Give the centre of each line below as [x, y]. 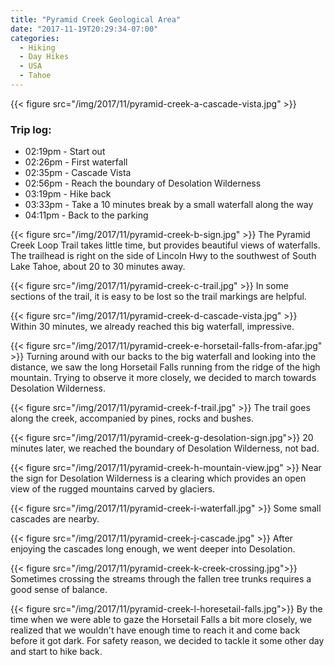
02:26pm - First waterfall [76, 162]
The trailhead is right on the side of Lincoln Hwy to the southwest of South [163, 256]
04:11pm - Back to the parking [86, 215]
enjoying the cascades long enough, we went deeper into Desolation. [153, 549]
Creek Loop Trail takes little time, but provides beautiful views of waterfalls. [165, 245]
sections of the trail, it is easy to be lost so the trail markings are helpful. [158, 297]
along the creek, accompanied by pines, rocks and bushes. [132, 418]
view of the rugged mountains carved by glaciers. [113, 489]
